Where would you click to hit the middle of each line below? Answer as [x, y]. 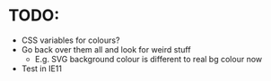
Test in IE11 [41, 69]
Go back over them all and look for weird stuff [106, 49]
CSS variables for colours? [70, 40]
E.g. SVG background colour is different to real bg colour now [149, 59]
